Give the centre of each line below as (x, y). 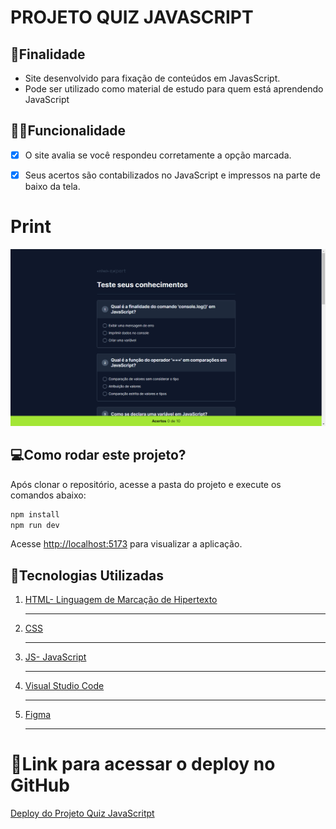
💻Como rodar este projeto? (98, 455)
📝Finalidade (48, 54)
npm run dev (35, 525)
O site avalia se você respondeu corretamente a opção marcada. (158, 155)
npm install (35, 514)
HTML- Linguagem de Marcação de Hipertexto (121, 600)
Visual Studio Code (64, 686)
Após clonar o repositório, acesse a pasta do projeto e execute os (146, 484)
